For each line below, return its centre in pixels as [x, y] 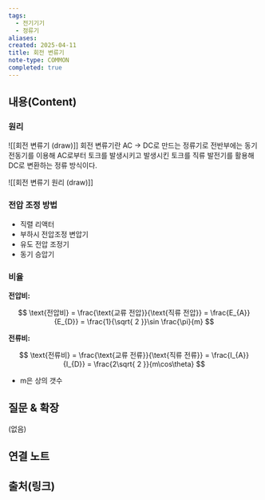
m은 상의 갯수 [41, 381]
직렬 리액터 [37, 224]
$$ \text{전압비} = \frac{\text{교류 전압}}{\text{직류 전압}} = [113, 313]
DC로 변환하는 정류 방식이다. [53, 165]
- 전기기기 [30, 23]
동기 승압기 [37, 254]
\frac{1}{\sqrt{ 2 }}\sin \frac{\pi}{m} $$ [150, 322]
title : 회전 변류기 [36, 53]
